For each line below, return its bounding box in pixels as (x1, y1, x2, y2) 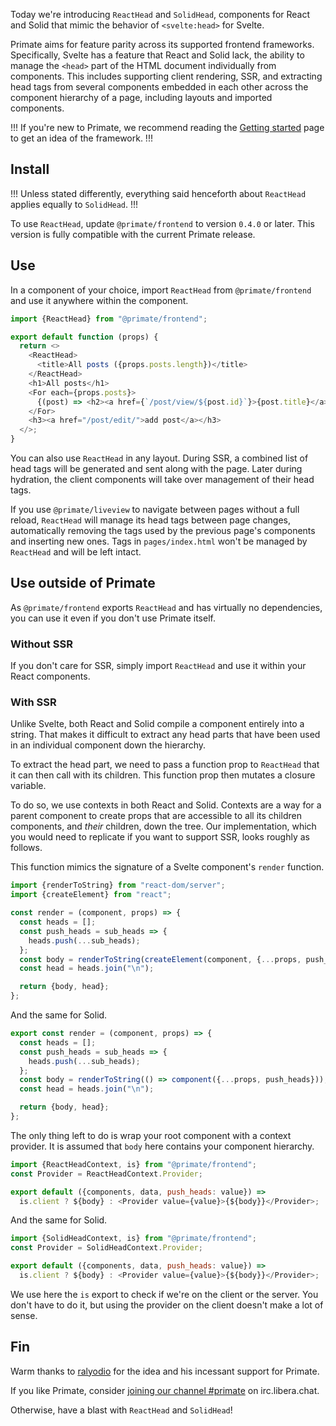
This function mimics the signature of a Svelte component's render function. (10, 861, 325, 873)
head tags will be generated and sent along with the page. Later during (10, 463, 303, 474)
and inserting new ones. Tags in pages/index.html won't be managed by (10, 535, 308, 547)
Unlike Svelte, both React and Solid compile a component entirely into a (10, 718, 305, 730)
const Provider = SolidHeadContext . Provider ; (10, 1243, 203, 1253)
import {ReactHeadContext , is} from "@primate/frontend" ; (10, 1159, 257, 1169)
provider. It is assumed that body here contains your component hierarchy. (10, 1140, 315, 1152)
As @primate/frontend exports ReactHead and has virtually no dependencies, (10, 601, 323, 613)
